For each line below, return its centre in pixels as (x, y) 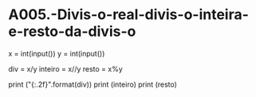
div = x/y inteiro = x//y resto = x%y (66, 68)
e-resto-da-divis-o (72, 31)
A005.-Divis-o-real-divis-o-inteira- (129, 15)
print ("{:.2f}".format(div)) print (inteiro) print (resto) (93, 84)
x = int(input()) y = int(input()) (57, 53)
